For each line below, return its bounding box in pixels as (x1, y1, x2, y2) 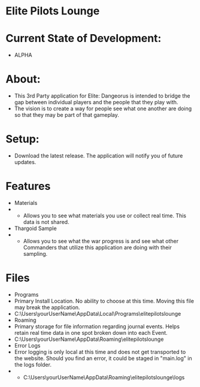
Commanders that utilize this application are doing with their (23, 244, 172, 251)
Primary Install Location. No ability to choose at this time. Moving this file (14, 297, 194, 304)
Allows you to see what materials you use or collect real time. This (23, 211, 187, 219)
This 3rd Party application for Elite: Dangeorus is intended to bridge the (14, 92, 190, 99)
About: (5, 72, 41, 86)
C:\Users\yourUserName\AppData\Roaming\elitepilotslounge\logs (23, 373, 185, 381)
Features (5, 180, 51, 193)
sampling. (23, 250, 48, 257)
